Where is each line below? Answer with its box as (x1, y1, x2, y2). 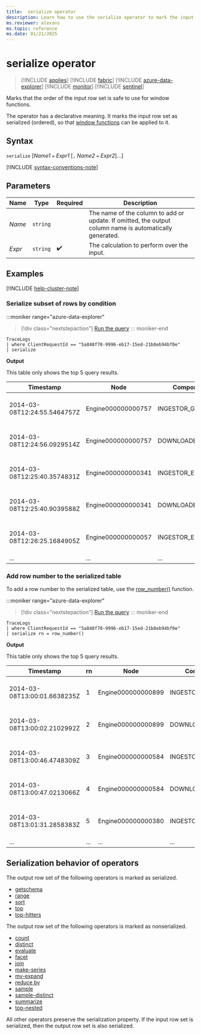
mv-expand (14, 972, 44, 979)
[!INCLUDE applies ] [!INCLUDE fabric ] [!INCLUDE (20, 77, 142, 84)
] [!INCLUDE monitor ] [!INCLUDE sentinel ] (41, 83, 145, 90)
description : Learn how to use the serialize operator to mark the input (6, 14, 194, 20)
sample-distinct (14, 991, 54, 999)
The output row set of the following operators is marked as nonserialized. (6, 923, 187, 930)
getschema (14, 885, 43, 893)
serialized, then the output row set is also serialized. (6, 1022, 135, 1029)
